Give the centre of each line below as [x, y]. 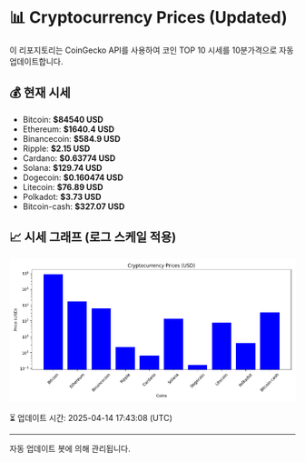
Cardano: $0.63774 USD [69, 158]
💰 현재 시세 [40, 93]
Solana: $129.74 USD [62, 167]
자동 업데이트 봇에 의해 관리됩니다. [70, 448]
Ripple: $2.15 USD [56, 148]
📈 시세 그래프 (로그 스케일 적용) [93, 237]
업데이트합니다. [36, 61]
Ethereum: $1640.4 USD [69, 129]
